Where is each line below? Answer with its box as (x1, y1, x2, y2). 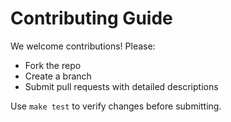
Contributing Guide (10, 7, 173, 30)
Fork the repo (24, 59, 82, 71)
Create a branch (24, 70, 92, 82)
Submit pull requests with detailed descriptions (24, 80, 219, 92)
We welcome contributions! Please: (10, 40, 156, 52)
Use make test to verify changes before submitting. (10, 100, 222, 112)
